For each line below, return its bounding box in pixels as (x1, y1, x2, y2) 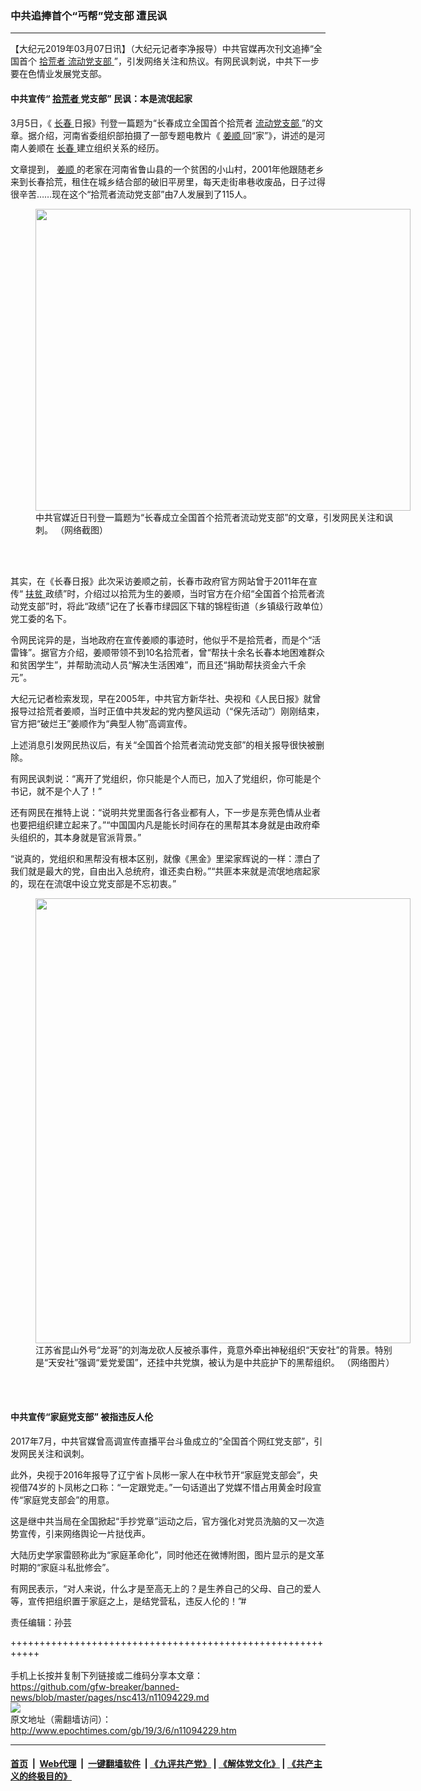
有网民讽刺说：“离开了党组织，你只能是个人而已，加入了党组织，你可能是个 (10, 772, 322, 784)
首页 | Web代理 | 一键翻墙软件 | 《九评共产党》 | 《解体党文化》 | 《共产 (10, 1758, 314, 1770)
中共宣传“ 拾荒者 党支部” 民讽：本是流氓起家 (10, 92, 193, 104)
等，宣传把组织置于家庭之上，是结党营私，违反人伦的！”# (10, 1595, 247, 1607)
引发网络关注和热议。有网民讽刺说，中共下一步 (126, 55, 320, 67)
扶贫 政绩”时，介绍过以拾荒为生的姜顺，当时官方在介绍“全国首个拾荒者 (25, 587, 317, 599)
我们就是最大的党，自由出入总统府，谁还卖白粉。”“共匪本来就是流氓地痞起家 (10, 865, 321, 877)
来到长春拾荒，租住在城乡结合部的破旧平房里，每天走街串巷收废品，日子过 (10, 175, 317, 187)
